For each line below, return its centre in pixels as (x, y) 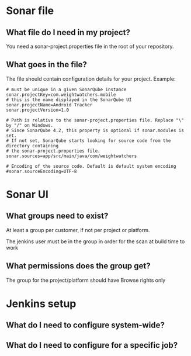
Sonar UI (27, 195)
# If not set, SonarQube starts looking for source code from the (88, 141)
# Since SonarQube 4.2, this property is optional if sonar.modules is (95, 130)
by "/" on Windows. (30, 125)
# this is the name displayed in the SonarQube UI (69, 100)
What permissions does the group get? (78, 266)
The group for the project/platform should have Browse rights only (86, 280)
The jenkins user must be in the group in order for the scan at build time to (95, 241)
